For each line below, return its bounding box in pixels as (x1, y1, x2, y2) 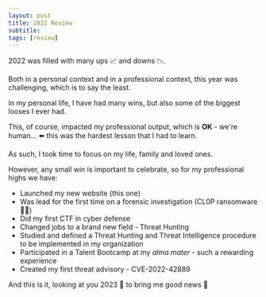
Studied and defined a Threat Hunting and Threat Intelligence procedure (19, 231, 256, 241)
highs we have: (8, 173, 58, 183)
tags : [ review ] (8, 33, 59, 42)
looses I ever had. (8, 106, 67, 116)
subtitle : (8, 26, 41, 34)
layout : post (8, 11, 52, 20)
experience (19, 256, 57, 266)
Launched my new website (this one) (19, 188, 141, 199)
